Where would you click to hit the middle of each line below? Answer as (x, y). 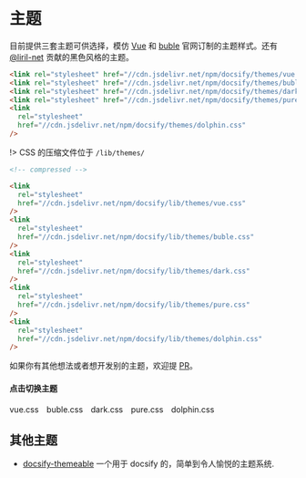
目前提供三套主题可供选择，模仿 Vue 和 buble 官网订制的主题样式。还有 (143, 46)
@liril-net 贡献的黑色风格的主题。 (71, 57)
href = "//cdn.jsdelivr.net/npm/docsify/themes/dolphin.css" (132, 125)
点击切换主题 (33, 388)
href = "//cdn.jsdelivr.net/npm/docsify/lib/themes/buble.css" (136, 237)
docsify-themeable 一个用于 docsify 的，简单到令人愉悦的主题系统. (148, 464)
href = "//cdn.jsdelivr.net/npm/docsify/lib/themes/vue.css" (132, 203)
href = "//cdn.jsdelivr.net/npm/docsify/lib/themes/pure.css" (134, 305)
